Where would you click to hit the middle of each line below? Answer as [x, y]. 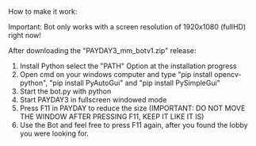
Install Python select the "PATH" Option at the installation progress [128, 66]
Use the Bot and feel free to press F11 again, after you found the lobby [134, 125]
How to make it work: [43, 12]
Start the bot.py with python [65, 91]
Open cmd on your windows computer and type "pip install [116, 74]
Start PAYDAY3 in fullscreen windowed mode [93, 100]
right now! [25, 35]
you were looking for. [54, 133]
